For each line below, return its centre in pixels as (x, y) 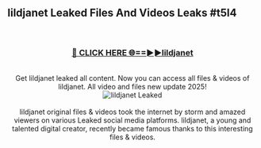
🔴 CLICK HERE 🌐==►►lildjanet (132, 52)
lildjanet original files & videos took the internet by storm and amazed (132, 112)
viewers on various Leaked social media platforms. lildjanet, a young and (132, 120)
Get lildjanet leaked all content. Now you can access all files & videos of (132, 78)
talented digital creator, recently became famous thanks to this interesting (132, 129)
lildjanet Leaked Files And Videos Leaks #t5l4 (122, 13)
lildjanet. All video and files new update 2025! (132, 87)
